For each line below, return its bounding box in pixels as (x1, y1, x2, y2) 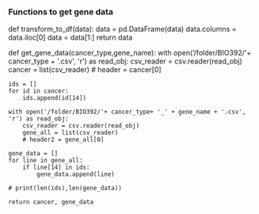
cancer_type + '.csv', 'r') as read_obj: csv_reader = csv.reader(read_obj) (8, 56, 243, 66)
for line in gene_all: (8, 157, 83, 165)
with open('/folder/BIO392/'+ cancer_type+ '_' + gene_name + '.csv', (8, 108, 246, 117)
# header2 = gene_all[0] (22, 136, 105, 144)
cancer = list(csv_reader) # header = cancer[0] (8, 65, 162, 75)
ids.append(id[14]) (22, 94, 87, 102)
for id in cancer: (8, 87, 69, 95)
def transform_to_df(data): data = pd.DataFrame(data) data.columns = (8, 25, 237, 34)
